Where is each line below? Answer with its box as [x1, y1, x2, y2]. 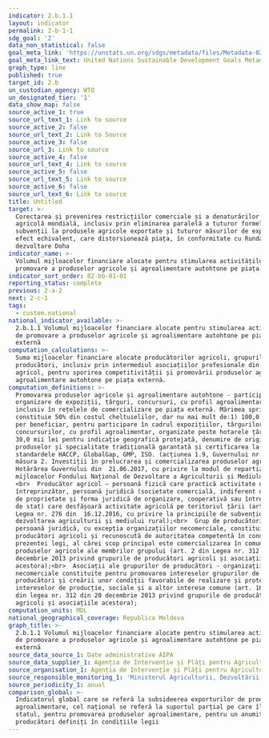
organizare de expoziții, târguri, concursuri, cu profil [15, 398, 214, 406]
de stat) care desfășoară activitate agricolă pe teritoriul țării [15, 502, 246, 510]
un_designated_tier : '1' [8, 94, 91, 102]
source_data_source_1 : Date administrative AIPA [8, 651, 174, 660]
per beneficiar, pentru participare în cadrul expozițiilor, [15, 421, 224, 429]
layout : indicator [8, 19, 70, 27]
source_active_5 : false [8, 168, 88, 176]
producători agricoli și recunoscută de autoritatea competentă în [15, 533, 246, 541]
